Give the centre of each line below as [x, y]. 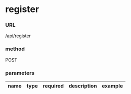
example [112, 86]
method [15, 49]
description [83, 86]
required [53, 86]
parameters [20, 73]
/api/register [18, 36]
